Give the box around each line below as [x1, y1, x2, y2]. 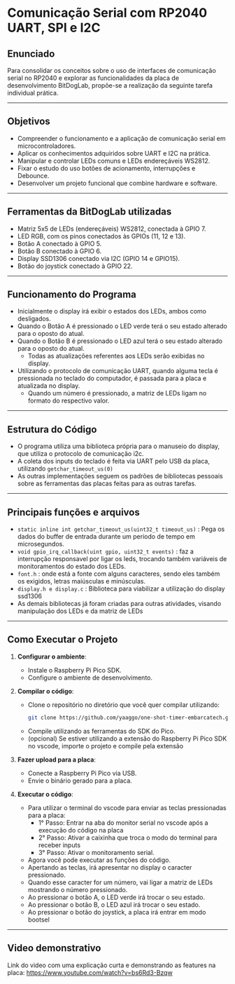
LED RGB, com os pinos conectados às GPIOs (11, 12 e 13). [17, 231, 186, 240]
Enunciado [7, 48, 55, 60]
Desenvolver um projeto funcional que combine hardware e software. [17, 179, 218, 187]
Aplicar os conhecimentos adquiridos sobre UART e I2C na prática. [17, 149, 211, 157]
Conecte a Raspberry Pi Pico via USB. [27, 769, 137, 777]
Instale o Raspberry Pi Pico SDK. [27, 666, 122, 674]
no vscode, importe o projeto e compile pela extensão [27, 741, 184, 750]
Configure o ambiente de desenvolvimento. [27, 673, 152, 682]
